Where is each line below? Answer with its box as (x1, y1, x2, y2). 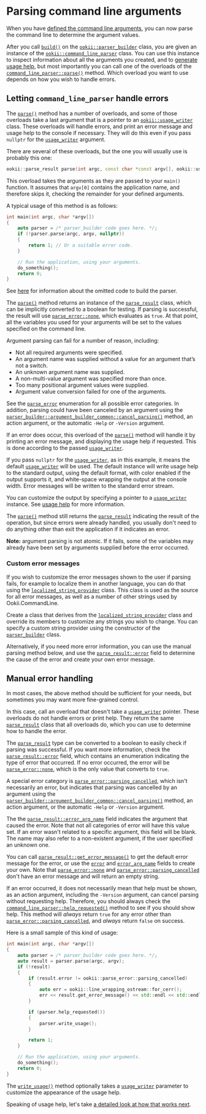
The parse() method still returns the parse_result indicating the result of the (6, 513, 199, 520)
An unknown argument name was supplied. (15, 368, 125, 376)
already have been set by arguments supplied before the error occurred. (6, 544, 189, 551)
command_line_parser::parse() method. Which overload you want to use (6, 69, 189, 76)
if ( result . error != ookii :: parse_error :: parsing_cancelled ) (28, 975, 188, 982)
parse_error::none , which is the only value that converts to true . (6, 765, 170, 773)
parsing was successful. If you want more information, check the (6, 746, 170, 753)
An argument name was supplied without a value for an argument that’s (15, 356, 196, 363)
